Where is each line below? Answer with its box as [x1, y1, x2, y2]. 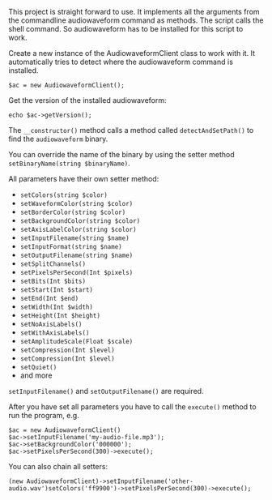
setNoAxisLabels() [19, 320, 83, 328]
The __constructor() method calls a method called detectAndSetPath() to [8, 126, 254, 135]
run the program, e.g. [8, 411, 79, 420]
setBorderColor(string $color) [19, 208, 126, 216]
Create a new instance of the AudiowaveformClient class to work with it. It [8, 49, 256, 58]
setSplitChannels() [19, 260, 87, 268]
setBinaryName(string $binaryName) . [8, 158, 131, 168]
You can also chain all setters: [8, 462, 108, 471]
